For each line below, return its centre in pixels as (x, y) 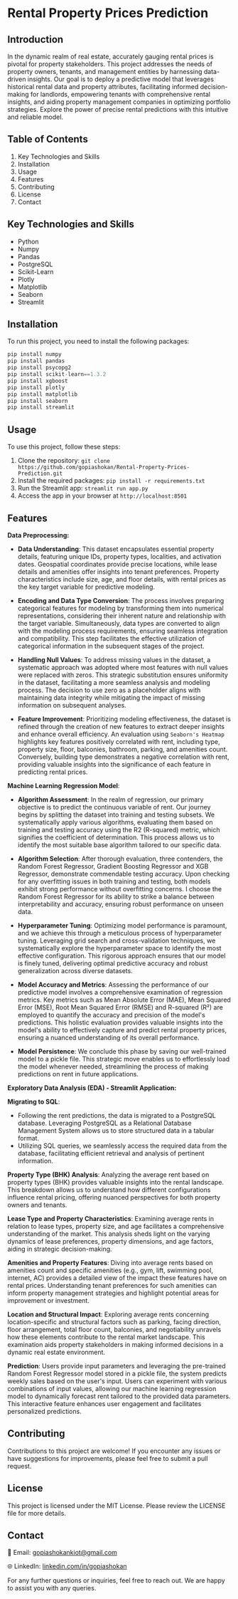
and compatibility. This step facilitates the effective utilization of (111, 638)
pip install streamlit (41, 407)
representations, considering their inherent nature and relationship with (121, 615)
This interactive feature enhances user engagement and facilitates (104, 1403)
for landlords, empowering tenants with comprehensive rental (120, 94)
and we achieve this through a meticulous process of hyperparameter (120, 933)
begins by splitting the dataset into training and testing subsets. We (116, 814)
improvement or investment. (49, 1300)
